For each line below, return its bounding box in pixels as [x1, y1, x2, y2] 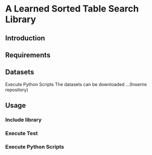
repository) [5, 87, 29, 93]
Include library [5, 116, 42, 123]
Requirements [5, 51, 50, 59]
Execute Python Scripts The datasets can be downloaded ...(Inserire [5, 81, 147, 87]
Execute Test [5, 130, 38, 137]
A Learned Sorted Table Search [5, 3, 139, 15]
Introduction [5, 34, 45, 42]
